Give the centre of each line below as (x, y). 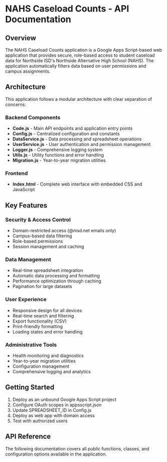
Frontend (17, 174)
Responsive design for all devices (47, 310)
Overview (21, 38)
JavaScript (24, 190)
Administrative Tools (31, 345)
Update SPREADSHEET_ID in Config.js (52, 410)
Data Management (28, 260)
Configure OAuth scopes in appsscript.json (57, 405)
